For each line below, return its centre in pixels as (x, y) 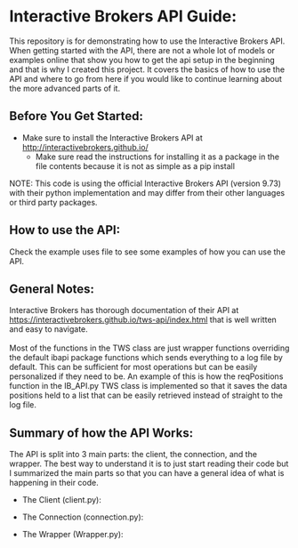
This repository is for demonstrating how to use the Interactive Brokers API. (147, 41)
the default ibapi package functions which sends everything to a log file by (146, 358)
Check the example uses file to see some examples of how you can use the (148, 252)
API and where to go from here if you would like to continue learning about (146, 78)
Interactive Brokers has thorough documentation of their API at (124, 310)
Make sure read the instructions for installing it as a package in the (157, 157)
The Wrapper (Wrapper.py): (72, 535)
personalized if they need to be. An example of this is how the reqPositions (146, 376)
